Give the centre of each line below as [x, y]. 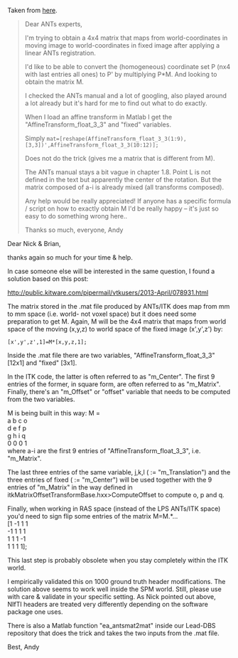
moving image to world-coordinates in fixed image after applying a [122, 45]
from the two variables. [41, 399]
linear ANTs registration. [60, 53]
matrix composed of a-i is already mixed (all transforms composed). [124, 187]
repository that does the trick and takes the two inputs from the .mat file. [113, 633]
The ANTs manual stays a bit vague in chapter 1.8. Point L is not [118, 172]
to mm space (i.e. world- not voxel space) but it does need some [102, 314]
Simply [35, 138]
